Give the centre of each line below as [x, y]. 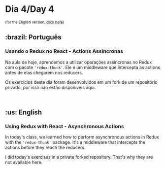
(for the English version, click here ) [35, 22]
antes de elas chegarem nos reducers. [44, 72]
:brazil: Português [33, 37]
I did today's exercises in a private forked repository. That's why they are [79, 157]
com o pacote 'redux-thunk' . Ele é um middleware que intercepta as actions [83, 67]
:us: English [24, 113]
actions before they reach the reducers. [45, 148]
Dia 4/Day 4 [30, 9]
